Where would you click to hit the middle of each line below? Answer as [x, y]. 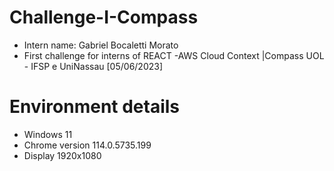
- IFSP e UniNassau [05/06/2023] [93, 66]
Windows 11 [48, 134]
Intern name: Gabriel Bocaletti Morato [101, 45]
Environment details [95, 107]
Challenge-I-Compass [104, 17]
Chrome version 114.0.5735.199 [87, 145]
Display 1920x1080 [62, 155]
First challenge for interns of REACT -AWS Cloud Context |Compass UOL [174, 55]
